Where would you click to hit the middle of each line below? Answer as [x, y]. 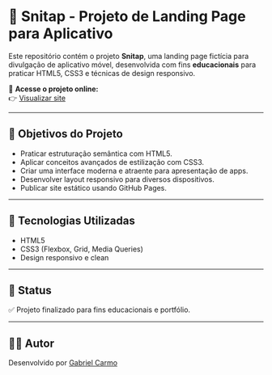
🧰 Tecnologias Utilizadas [72, 221]
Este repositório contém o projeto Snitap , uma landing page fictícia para [129, 56]
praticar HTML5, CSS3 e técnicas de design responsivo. [102, 73]
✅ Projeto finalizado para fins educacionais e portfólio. [100, 310]
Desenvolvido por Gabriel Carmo [63, 363]
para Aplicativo [61, 34]
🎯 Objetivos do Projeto [66, 134]
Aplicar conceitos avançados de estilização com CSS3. [112, 162]
